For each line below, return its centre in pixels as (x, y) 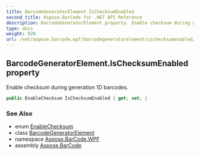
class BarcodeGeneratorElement (54, 132)
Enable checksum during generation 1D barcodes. (67, 87)
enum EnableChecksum (44, 126)
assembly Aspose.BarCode (48, 145)
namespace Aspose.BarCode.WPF (57, 139)
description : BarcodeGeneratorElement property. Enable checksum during (98, 23)
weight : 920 (21, 34)
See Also (19, 113)
